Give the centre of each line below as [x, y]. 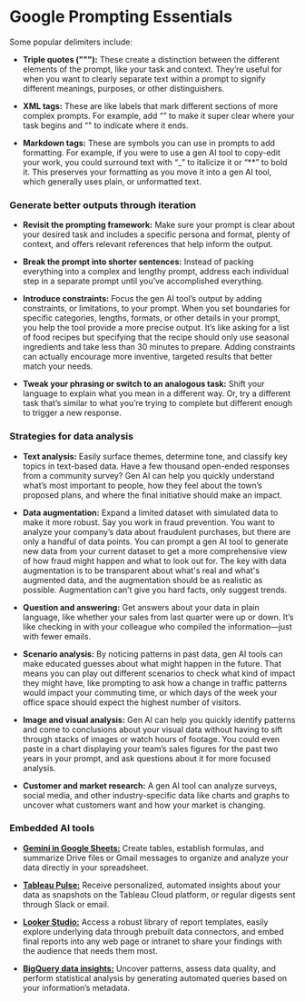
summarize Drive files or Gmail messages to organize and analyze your [155, 858]
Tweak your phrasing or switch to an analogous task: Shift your [143, 384]
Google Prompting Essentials [121, 17]
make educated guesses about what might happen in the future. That [152, 663]
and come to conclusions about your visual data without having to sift [152, 729]
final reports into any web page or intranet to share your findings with [152, 941]
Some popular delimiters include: [71, 42]
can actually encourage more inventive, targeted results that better [148, 357]
